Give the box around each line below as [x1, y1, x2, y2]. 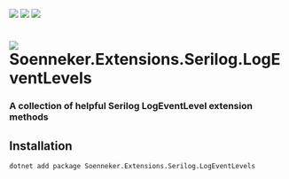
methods [9, 111, 49, 123]
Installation [9, 138, 73, 153]
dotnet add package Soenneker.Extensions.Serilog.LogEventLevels [9, 161, 255, 170]
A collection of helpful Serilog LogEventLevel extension [9, 100, 253, 113]
